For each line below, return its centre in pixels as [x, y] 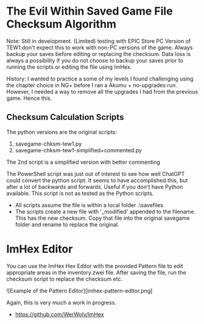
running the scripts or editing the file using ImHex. [69, 67]
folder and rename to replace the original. [67, 224]
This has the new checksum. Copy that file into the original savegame [102, 218]
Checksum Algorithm [62, 24]
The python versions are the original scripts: [62, 132]
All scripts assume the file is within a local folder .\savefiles [89, 205]
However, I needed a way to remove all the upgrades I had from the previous [102, 91]
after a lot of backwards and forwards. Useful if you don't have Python [95, 186]
